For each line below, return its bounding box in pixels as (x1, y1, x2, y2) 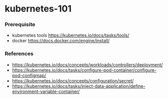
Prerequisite (5, 21, 36, 28)
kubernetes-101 (5, 3, 72, 15)
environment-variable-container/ (12, 88, 80, 94)
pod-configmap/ (12, 72, 46, 78)
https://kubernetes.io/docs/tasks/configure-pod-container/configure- (12, 67, 157, 73)
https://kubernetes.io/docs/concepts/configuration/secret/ (12, 77, 134, 83)
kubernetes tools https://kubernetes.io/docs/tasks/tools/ (12, 32, 129, 38)
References (5, 50, 34, 57)
